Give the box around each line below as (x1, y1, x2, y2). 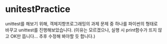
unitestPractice (5, 3, 71, 15)
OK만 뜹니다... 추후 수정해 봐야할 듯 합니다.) (10, 33, 95, 39)
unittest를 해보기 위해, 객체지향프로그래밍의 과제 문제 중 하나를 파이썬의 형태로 (5, 20, 158, 26)
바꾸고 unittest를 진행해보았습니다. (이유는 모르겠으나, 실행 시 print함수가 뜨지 (5, 26, 157, 33)
